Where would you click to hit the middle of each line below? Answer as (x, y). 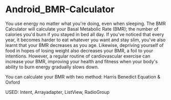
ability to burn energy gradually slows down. (52, 67)
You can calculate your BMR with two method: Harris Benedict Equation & (83, 77)
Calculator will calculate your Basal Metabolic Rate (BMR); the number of (82, 29)
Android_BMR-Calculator (60, 9)
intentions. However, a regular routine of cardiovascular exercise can (78, 56)
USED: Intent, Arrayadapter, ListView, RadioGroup (58, 92)
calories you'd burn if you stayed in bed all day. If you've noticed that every (85, 34)
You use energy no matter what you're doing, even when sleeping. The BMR (85, 23)
